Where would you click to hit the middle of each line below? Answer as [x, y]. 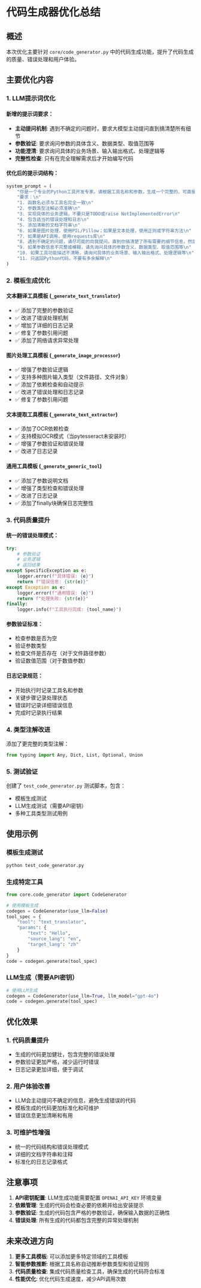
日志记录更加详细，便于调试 [49, 1069]
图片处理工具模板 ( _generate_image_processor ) [63, 355]
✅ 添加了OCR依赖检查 [42, 429]
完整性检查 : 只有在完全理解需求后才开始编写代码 [74, 158]
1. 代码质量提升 [28, 1040]
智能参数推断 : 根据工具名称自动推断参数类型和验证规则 [82, 1264]
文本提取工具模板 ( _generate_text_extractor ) [62, 414]
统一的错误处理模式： [32, 535]
